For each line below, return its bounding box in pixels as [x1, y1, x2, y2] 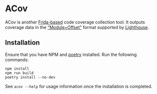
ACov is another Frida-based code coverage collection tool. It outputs [5, 19, 145, 25]
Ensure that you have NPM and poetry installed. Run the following [5, 51, 137, 57]
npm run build [5, 70, 34, 75]
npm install [5, 66, 29, 71]
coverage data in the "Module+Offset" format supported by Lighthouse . [5, 24, 149, 30]
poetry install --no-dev [5, 74, 56, 80]
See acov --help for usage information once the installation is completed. [5, 83, 153, 89]
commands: [5, 57, 29, 63]
